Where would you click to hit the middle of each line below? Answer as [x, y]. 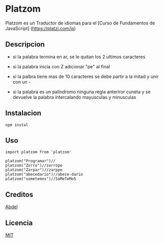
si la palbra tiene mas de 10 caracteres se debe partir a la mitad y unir [86, 76]
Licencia [19, 223]
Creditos [19, 194]
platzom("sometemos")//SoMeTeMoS [41, 179]
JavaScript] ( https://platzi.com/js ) [41, 28]
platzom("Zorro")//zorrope [34, 166]
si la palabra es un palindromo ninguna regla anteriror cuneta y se [81, 92]
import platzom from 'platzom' [38, 152]
